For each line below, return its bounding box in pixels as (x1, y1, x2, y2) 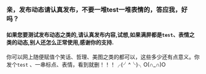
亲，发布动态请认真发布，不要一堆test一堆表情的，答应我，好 (6, 5, 188, 13)
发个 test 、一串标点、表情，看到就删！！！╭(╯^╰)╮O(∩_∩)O (6, 61, 166, 68)
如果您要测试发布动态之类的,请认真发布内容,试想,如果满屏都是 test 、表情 (6, 31, 189, 38)
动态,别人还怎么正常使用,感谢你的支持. (17, 39, 115, 46)
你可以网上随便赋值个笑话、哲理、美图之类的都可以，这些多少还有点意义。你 (6, 53, 200, 61)
